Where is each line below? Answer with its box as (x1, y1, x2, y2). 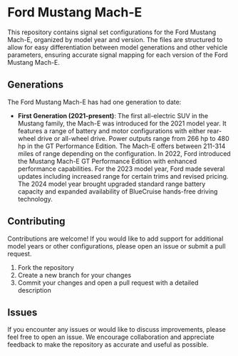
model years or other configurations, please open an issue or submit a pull (7, 241, 226, 250)
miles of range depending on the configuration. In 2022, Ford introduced (17, 149, 232, 157)
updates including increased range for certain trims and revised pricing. (17, 172, 229, 180)
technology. (17, 194, 53, 203)
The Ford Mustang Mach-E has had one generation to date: (7, 98, 182, 106)
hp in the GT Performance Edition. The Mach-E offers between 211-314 (17, 142, 226, 150)
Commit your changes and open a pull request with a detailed (17, 278, 199, 287)
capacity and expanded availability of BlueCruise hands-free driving (17, 187, 218, 196)
